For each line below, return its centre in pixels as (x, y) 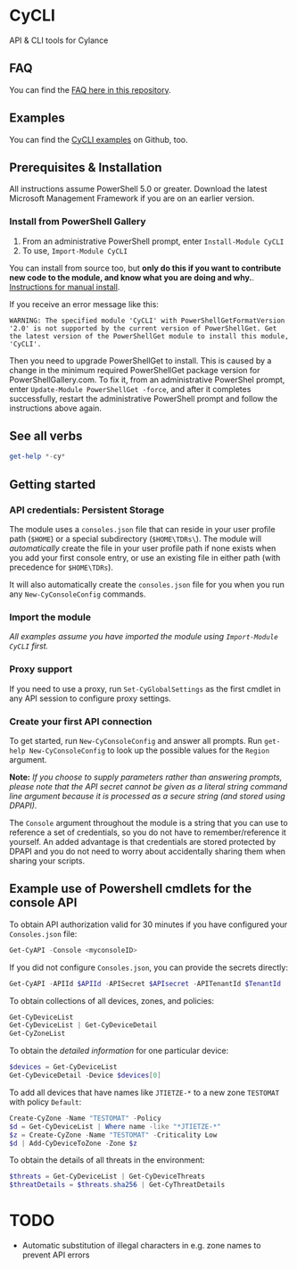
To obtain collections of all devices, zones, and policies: (112, 1000)
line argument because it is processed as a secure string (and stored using (147, 796)
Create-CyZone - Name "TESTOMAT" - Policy (86, 1118)
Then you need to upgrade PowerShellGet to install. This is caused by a (140, 360)
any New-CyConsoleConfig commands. (78, 594)
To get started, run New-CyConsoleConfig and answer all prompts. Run (136, 740)
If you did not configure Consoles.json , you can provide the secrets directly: (148, 967)
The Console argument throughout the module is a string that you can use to (148, 822)
